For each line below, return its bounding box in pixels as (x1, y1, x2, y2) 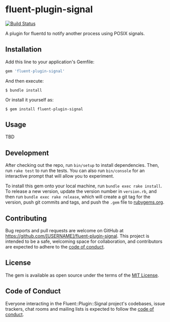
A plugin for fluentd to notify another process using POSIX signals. (5, 30, 145, 36)
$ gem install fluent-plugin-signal (5, 106, 83, 112)
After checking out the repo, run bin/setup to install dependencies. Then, (5, 162, 159, 168)
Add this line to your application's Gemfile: (5, 59, 94, 65)
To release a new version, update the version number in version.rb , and (5, 188, 157, 194)
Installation (5, 45, 42, 54)
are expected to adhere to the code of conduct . (5, 244, 105, 250)
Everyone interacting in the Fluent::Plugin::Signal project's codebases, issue (5, 300, 165, 307)
